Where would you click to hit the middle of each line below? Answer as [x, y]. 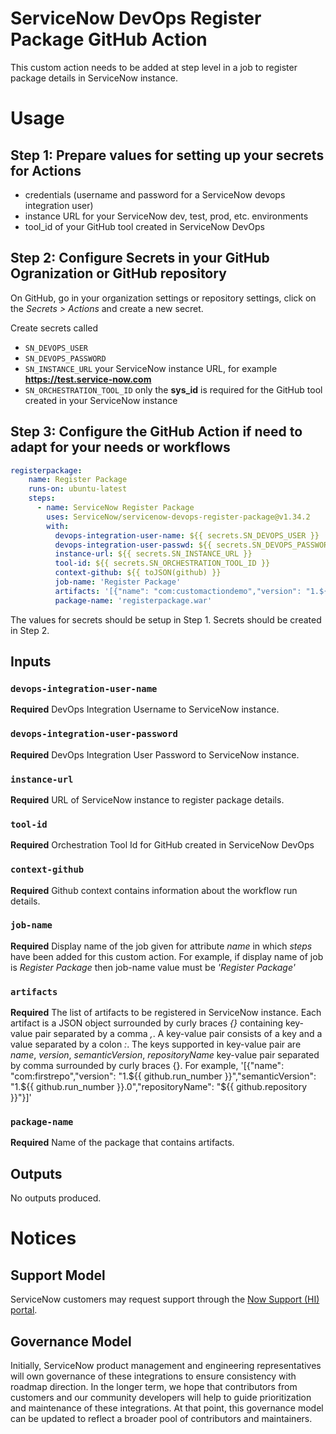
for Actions [46, 170]
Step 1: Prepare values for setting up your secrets [167, 155]
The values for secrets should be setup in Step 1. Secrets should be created [166, 619]
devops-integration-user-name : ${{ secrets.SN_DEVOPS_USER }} [187, 535]
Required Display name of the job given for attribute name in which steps [161, 946]
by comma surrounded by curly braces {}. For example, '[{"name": [147, 1066]
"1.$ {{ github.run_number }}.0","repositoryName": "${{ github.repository [159, 1087]
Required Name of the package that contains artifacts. [122, 1143]
